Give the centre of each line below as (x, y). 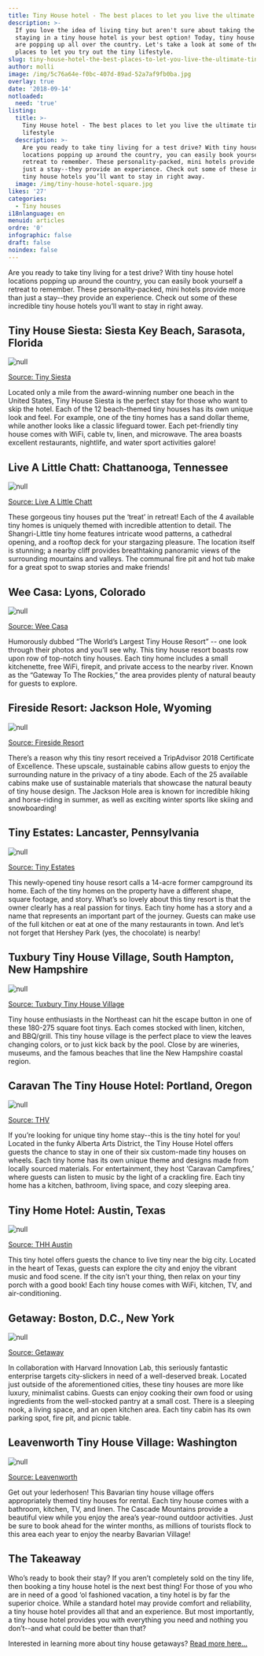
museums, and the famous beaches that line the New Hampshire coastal (126, 1052)
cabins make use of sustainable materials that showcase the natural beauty (130, 783)
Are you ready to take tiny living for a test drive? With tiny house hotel (121, 272)
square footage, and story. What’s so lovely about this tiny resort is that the (130, 899)
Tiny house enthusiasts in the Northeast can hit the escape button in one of (130, 1019)
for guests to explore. (43, 683)
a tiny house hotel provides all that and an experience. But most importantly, (131, 1611)
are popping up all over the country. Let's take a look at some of (130, 45)
